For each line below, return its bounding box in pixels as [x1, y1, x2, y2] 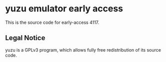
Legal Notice [5, 34, 45, 42]
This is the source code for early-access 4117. [5, 19, 99, 25]
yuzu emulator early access [5, 3, 123, 14]
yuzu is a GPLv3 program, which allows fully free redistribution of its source [5, 47, 161, 53]
